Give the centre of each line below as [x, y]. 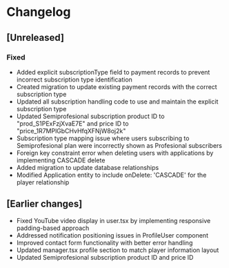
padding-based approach [53, 228]
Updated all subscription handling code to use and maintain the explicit [117, 102]
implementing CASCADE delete [61, 160]
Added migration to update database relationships [88, 167]
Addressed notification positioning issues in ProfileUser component [112, 235]
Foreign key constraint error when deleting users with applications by [115, 153]
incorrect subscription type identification [74, 79]
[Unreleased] [36, 38]
